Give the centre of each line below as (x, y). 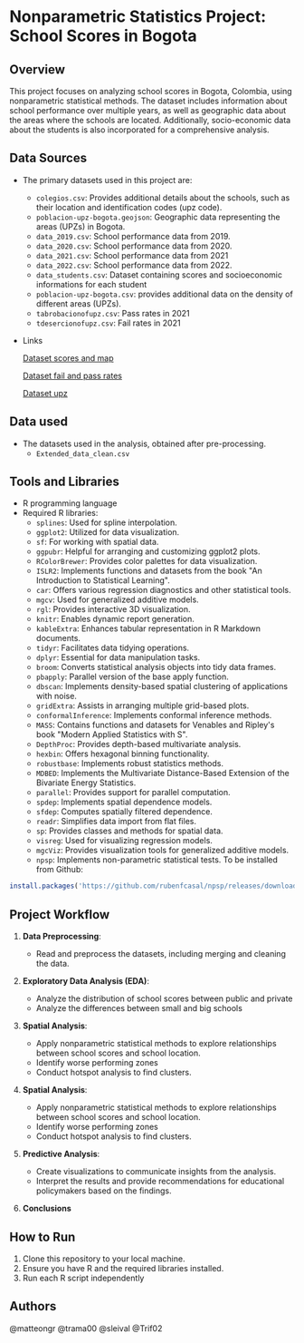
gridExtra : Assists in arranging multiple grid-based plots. (142, 706)
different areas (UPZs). (79, 303)
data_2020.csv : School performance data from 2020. (134, 246)
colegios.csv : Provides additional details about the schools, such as (163, 198)
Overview (38, 69)
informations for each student (91, 284)
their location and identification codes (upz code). (129, 207)
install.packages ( (44, 886)
